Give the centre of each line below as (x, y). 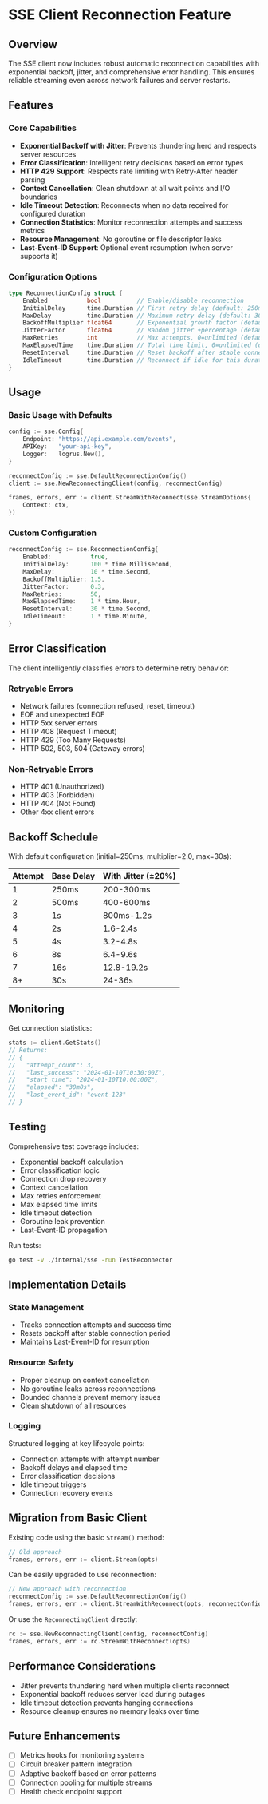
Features (31, 105)
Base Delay (73, 876)
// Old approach (35, 1552)
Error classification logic (59, 1170)
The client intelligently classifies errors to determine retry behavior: (118, 668)
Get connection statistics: (50, 1028)
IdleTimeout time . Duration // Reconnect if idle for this (132, 360)
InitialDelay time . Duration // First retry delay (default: (134, 308)
